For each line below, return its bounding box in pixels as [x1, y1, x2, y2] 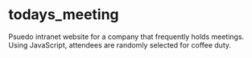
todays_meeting [8, 6, 119, 24]
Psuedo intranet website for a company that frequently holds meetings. [8, 32, 245, 41]
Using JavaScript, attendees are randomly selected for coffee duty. [8, 40, 232, 49]
